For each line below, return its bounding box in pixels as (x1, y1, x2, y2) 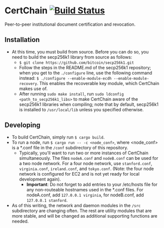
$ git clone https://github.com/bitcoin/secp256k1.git (19, 60, 134, 65)
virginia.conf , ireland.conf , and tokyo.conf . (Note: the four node (19, 166, 154, 172)
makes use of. (19, 86, 48, 91)
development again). (19, 176, 61, 182)
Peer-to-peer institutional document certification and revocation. (4, 21, 136, 27)
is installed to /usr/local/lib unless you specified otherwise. (19, 106, 144, 112)
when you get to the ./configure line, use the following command (19, 70, 152, 76)
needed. (11, 218, 29, 224)
